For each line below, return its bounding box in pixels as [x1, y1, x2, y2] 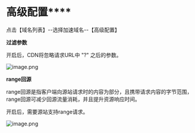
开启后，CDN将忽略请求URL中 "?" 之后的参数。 [6, 51, 122, 58]
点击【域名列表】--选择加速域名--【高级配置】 [6, 26, 120, 33]
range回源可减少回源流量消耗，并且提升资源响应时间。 [6, 96, 141, 103]
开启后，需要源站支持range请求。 [6, 108, 89, 115]
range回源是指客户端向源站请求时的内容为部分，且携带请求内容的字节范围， [6, 88, 193, 95]
